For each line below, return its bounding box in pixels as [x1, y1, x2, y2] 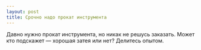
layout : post [6, 8, 39, 15]
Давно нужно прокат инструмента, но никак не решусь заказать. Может [6, 30, 195, 37]
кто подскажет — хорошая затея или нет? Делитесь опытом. [6, 37, 165, 44]
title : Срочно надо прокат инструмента [6, 14, 107, 20]
